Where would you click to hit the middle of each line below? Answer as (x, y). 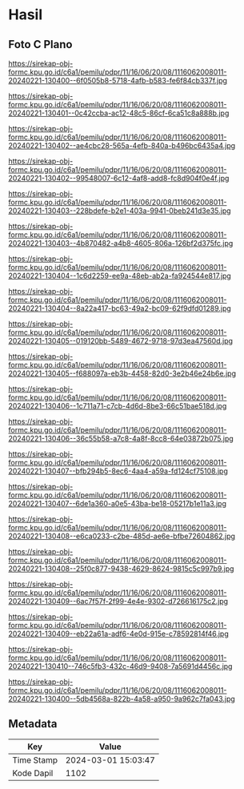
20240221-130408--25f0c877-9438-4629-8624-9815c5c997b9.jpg (121, 569)
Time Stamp (35, 760)
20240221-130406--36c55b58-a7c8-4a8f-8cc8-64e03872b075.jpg (121, 439)
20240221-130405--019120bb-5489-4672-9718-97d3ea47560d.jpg (121, 341)
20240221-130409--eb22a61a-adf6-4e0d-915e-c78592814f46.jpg (119, 634)
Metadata (33, 724)
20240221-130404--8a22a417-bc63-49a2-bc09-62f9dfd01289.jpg (120, 308)
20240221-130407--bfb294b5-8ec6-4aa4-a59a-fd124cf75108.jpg (118, 471)
